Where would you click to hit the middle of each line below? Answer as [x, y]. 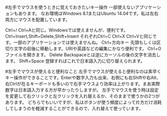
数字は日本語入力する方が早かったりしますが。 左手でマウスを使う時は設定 [82, 90]
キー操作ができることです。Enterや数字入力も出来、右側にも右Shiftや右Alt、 [83, 77]
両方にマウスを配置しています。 [38, 19]
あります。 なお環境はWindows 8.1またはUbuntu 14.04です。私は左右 [88, 13]
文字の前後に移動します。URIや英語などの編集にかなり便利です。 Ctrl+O [87, 49]
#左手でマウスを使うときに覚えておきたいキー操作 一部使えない [70, 7]
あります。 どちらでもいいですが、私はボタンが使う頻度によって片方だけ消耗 [84, 102]
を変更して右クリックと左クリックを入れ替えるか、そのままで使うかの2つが [83, 96]
